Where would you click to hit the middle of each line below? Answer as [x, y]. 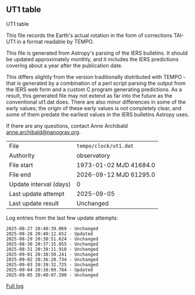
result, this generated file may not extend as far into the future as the [89, 95]
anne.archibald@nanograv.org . [43, 132]
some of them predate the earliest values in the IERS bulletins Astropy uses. [98, 114]
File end [20, 174]
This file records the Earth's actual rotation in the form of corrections [89, 35]
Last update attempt [37, 194]
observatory [93, 155]
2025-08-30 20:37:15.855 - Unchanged [52, 244]
